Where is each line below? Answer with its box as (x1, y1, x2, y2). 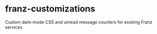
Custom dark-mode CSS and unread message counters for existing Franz (5, 19, 153, 25)
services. (5, 24, 23, 30)
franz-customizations (5, 3, 96, 14)
